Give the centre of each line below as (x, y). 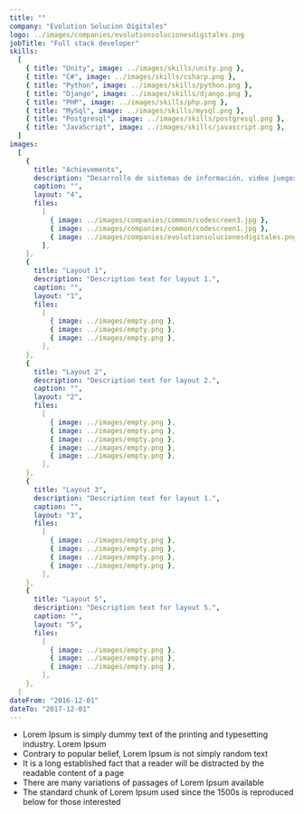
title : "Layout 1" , (70, 271)
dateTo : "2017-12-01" (50, 709)
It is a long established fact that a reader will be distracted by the (143, 763)
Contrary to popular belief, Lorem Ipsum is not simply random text (145, 754)
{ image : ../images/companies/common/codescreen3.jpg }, (159, 220)
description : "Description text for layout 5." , (127, 608)
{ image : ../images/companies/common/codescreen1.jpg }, (159, 228)
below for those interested (71, 802)
